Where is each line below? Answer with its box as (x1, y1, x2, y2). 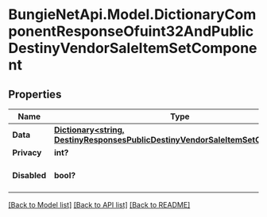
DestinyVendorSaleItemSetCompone (8, 40, 257, 57)
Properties (8, 87, 62, 101)
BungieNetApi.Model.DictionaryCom (8, 6, 257, 24)
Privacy (12, 147, 42, 158)
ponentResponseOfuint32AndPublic (8, 22, 254, 40)
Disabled (12, 170, 47, 181)
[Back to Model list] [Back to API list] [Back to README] (8, 200, 191, 209)
